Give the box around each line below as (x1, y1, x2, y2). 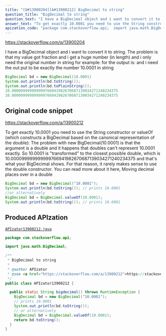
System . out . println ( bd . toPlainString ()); (5, 83, 92, 88)
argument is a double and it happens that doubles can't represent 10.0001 (5, 145, 155, 151)
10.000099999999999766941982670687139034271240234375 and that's (5, 156, 157, 162)
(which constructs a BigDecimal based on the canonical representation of (5, 134, 155, 140)
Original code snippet (5, 106, 73, 115)
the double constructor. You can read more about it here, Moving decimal (5, 166, 155, 172)
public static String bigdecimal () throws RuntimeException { (9, 290, 140, 295)
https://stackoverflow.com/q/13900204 (5, 39, 85, 45)
